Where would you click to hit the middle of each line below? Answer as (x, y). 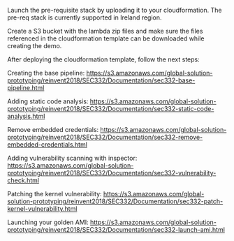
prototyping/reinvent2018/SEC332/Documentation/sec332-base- (101, 80)
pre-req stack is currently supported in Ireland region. (85, 17)
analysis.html (26, 116)
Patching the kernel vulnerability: (55, 194)
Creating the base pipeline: (46, 73)
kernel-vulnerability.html (42, 209)
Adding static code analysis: (48, 101)
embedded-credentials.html (47, 145)
